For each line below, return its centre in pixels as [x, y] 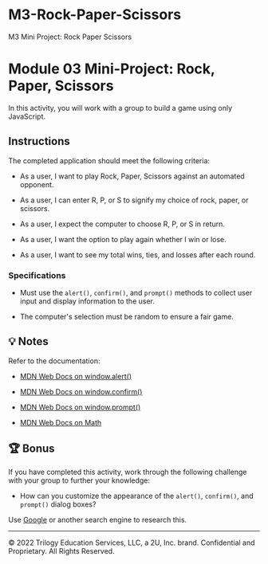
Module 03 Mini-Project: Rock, [112, 69]
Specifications [37, 275]
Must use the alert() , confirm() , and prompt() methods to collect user [136, 292]
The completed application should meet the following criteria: [109, 160]
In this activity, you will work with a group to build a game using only [120, 108]
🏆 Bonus [32, 449]
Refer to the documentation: [54, 361]
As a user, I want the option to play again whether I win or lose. [123, 239]
